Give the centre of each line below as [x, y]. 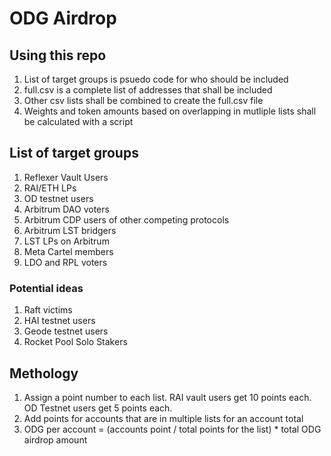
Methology [44, 373]
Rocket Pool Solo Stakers [75, 342]
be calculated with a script [78, 121]
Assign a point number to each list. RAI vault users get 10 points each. [167, 397]
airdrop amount [55, 439]
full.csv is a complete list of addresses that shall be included [148, 90]
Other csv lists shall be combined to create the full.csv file [143, 100]
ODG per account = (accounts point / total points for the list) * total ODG [172, 429]
